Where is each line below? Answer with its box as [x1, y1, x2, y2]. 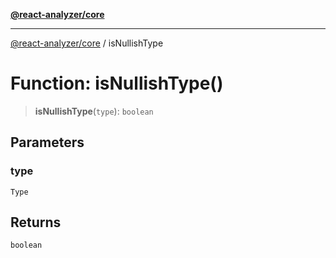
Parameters [10, 134, 85, 151]
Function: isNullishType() [10, 72, 224, 95]
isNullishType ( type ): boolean [34, 105, 154, 117]
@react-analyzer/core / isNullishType [10, 37, 164, 49]
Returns [10, 214, 62, 231]
